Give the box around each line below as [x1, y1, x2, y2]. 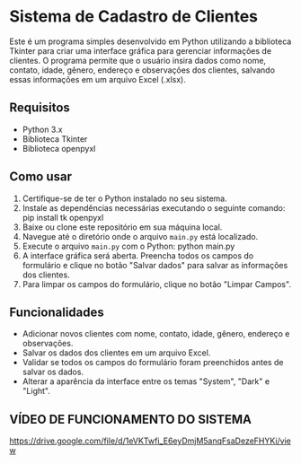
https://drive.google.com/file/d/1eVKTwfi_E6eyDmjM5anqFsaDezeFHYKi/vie [9, 435, 292, 446]
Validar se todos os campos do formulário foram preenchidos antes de [22, 357, 284, 368]
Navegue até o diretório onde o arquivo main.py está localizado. [22, 231, 259, 241]
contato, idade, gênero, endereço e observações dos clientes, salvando [9, 65, 276, 75]
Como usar [9, 169, 73, 185]
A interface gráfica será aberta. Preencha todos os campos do [22, 250, 254, 261]
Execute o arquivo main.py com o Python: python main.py [22, 241, 235, 251]
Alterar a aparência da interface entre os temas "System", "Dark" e [22, 376, 270, 387]
